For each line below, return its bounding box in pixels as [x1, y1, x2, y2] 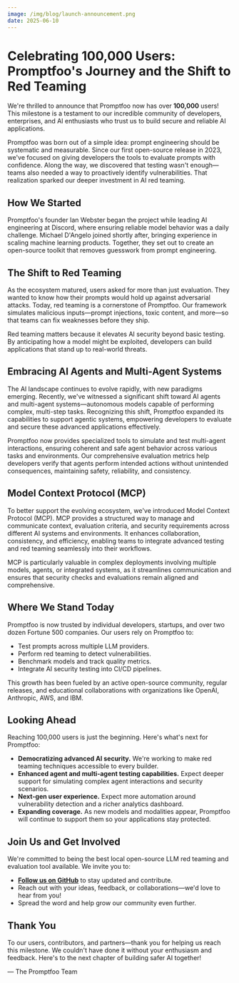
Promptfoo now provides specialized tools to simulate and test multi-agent [7, 436, 226, 444]
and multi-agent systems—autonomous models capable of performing [7, 399, 215, 408]
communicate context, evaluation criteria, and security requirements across [7, 521, 230, 530]
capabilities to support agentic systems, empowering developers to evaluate [7, 414, 232, 423]
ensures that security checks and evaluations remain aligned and [7, 573, 199, 581]
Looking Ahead [7, 714, 76, 726]
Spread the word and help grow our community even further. [17, 899, 196, 907]
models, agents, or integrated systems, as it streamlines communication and [7, 565, 232, 574]
